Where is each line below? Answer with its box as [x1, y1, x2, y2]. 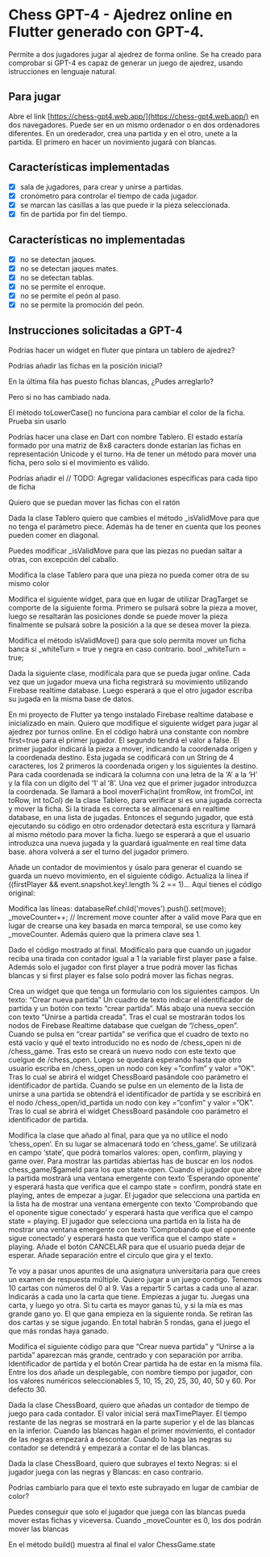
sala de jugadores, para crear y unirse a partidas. [19, 181, 184, 191]
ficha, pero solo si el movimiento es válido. [8, 457, 150, 467]
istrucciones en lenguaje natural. [8, 66, 117, 76]
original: [8, 888, 35, 897]
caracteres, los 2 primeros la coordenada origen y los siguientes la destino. [8, 760, 259, 771]
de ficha [8, 481, 36, 491]
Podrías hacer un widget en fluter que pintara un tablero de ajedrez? [8, 345, 235, 355]
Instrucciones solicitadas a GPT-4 [8, 324, 183, 338]
